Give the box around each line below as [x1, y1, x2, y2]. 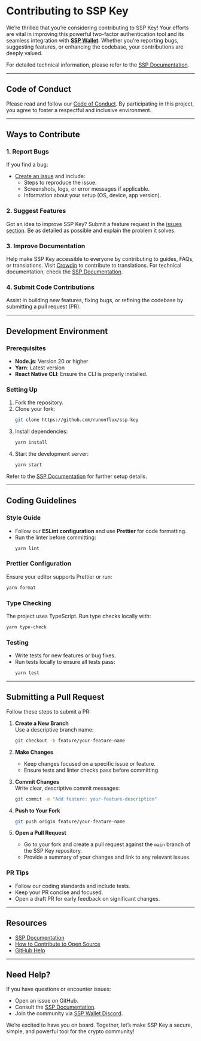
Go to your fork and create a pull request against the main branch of [23, 841, 190, 848]
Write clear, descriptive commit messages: [14, 784, 120, 792]
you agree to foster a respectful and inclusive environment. [6, 106, 152, 113]
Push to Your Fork [14, 807, 60, 814]
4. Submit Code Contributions [6, 283, 95, 291]
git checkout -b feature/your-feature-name [14, 738, 126, 744]
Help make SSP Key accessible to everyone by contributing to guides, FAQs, [6, 255, 194, 263]
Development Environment [6, 326, 108, 336]
